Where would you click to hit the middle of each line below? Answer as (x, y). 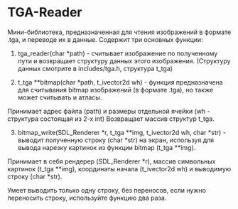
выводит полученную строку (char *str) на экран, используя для (116, 140)
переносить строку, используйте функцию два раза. (87, 198)
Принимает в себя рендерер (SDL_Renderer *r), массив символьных (112, 161)
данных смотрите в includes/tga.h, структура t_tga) (95, 68)
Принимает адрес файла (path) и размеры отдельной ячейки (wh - (109, 111)
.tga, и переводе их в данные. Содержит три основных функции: (106, 39)
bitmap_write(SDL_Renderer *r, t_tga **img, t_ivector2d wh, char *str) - (121, 132)
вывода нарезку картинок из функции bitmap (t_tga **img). (107, 147)
